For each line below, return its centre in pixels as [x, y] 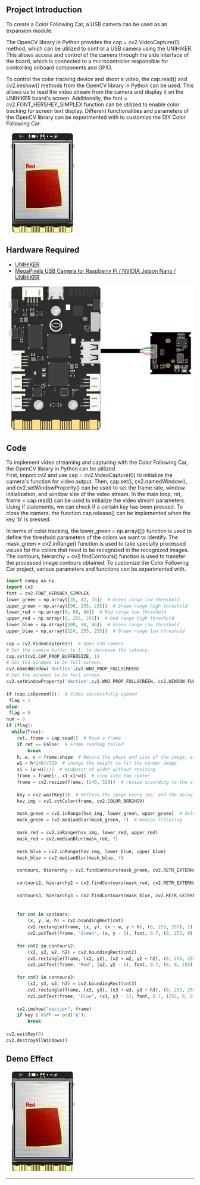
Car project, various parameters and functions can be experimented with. [96, 569]
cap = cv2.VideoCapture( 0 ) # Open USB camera [65, 644]
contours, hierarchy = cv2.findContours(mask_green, [84, 870]
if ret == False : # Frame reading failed [70, 744]
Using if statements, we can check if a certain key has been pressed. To [95, 507]
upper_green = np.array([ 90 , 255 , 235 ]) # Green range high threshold [97, 606]
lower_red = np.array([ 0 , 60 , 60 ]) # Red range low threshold [86, 612]
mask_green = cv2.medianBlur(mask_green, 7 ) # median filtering [100, 820]
